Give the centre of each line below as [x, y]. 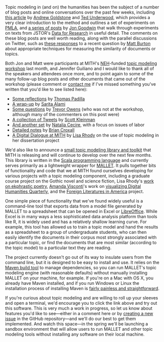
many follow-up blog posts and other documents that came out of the [75, 79]
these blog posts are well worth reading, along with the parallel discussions [81, 38]
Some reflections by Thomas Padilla [48, 99]
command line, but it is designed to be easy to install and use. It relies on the [82, 262]
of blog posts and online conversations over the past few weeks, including [80, 12]
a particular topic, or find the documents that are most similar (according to [81, 242]
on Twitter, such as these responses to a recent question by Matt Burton [78, 43]
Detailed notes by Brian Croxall [43, 130]
